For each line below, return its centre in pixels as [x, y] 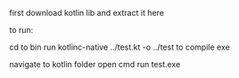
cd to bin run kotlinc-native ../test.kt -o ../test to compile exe [119, 47]
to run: [21, 30]
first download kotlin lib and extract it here [87, 13]
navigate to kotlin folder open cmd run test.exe [95, 64]
